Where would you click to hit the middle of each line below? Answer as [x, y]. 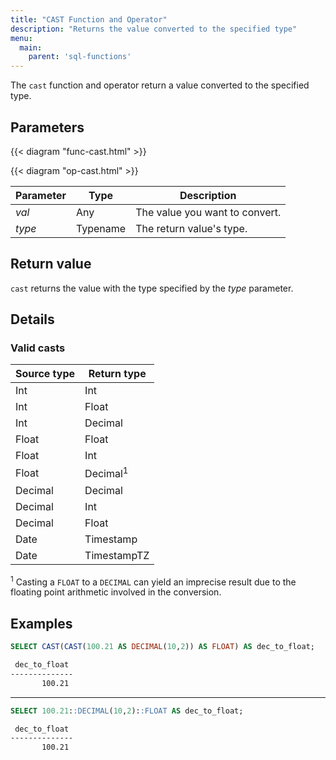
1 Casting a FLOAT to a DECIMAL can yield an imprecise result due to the [153, 581]
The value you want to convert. [208, 212]
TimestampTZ [117, 555]
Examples [41, 623]
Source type [45, 374]
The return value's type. [191, 228]
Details [32, 319]
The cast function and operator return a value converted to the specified [160, 85]
